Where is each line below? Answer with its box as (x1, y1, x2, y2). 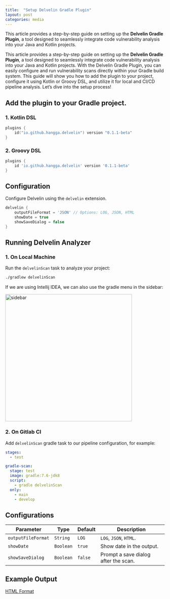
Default (77, 526, 96, 533)
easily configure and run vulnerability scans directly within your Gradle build (5, 68, 164, 74)
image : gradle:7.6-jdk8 (10, 473, 60, 478)
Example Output (5, 575, 57, 583)
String (54, 535, 70, 541)
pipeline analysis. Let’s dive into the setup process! (5, 84, 111, 90)
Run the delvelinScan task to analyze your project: (5, 265, 110, 271)
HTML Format (5, 588, 34, 594)
